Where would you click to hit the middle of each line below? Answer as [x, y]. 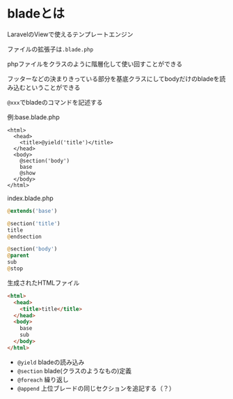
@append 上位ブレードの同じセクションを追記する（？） [96, 388]
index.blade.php [30, 198]
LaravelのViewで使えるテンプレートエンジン [70, 34]
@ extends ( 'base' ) [32, 211]
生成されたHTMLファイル [43, 283]
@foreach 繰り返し [43, 379]
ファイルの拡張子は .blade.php [50, 49]
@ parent [18, 256]
